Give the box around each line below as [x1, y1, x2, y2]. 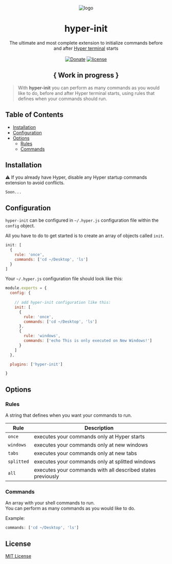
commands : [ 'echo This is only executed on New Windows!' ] [24, 338, 153, 343]
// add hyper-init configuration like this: [14, 300, 111, 305]
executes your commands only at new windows [34, 441, 148, 449]
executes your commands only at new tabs [34, 450, 137, 457]
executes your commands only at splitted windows [34, 458, 156, 465]
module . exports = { [5, 285, 47, 291]
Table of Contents [5, 110, 64, 119]
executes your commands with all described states [34, 466, 156, 473]
